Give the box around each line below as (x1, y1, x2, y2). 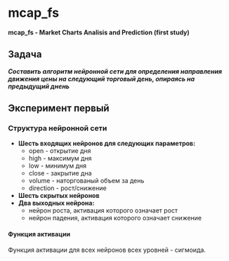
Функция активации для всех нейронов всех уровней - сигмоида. (8, 246, 207, 254)
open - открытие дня (28, 147, 91, 155)
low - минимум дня (28, 161, 87, 170)
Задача (8, 48, 42, 60)
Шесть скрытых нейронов (18, 192, 100, 200)
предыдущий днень (8, 82, 70, 91)
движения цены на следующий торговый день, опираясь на (8, 74, 195, 83)
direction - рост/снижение (28, 184, 107, 192)
